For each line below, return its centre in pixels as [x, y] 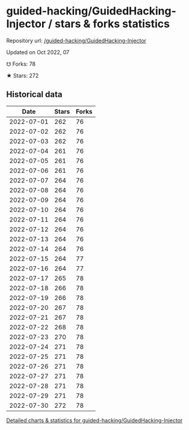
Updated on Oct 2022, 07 [38, 52]
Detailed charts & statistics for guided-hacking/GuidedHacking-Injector [94, 420]
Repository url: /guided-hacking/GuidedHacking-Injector [76, 40]
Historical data [34, 95]
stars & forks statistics [112, 24]
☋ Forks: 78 [21, 64]
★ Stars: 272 [23, 75]
